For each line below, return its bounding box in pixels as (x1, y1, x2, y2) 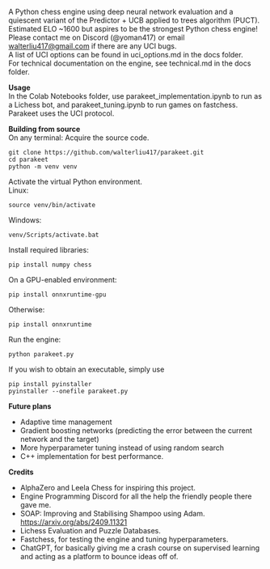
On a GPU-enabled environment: (8, 275, 117, 284)
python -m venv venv (8, 163, 78, 171)
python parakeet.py (8, 350, 74, 359)
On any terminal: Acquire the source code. (8, 133, 150, 142)
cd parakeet (8, 155, 49, 163)
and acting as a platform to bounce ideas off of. (19, 552, 179, 561)
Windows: (8, 215, 42, 225)
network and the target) (19, 435, 99, 444)
